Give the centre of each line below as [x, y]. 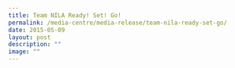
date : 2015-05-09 [37, 30]
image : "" [24, 52]
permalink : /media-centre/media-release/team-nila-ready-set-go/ [117, 23]
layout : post [30, 37]
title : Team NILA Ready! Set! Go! [65, 15]
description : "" [35, 45]
